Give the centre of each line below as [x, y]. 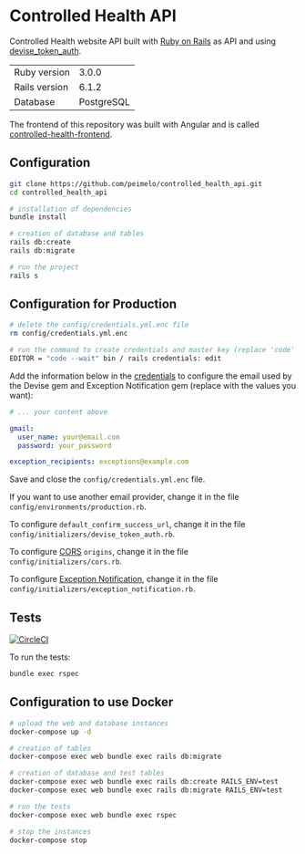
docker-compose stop [49, 840]
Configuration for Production [93, 304]
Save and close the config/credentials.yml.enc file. [107, 479]
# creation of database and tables [77, 234]
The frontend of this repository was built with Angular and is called [134, 124]
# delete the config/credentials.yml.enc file [99, 325]
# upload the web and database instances [89, 723]
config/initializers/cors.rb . [66, 561]
